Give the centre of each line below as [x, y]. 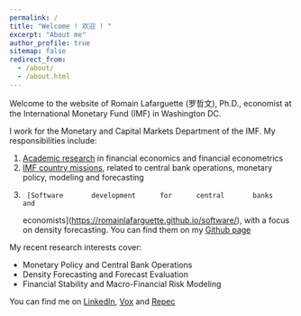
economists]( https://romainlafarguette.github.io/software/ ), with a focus [156, 220]
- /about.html [44, 77]
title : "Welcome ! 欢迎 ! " [61, 26]
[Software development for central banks [150, 195]
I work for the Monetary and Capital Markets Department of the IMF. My [143, 131]
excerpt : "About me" [48, 34]
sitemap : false [38, 51]
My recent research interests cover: [76, 247]
